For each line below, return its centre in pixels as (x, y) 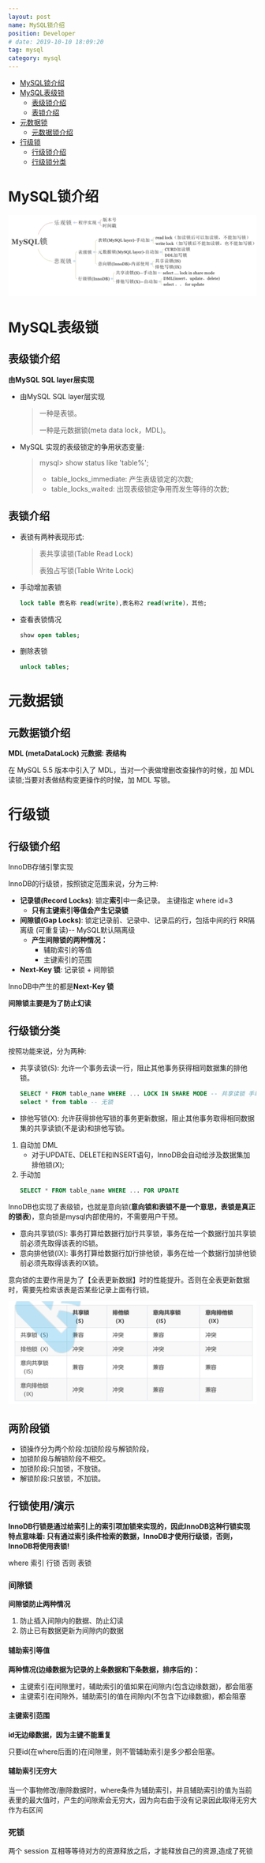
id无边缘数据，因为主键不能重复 (60, 1734)
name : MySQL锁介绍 (37, 25)
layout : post (30, 17)
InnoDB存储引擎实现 (41, 867)
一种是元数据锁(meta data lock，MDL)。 (105, 430)
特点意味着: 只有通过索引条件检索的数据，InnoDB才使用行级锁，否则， (123, 1537)
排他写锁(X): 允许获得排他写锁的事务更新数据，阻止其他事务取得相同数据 (137, 1118)
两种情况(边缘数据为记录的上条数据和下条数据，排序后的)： (104, 1669)
